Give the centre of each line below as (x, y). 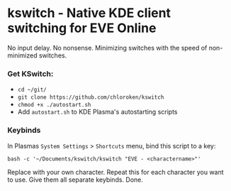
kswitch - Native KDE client (89, 13)
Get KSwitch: (30, 74)
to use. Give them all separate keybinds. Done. (75, 180)
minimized (22, 55)
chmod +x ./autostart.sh (54, 105)
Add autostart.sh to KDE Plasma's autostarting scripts (97, 112)
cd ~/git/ (32, 90)
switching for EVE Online (82, 28)
